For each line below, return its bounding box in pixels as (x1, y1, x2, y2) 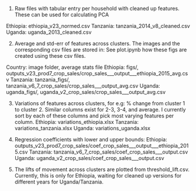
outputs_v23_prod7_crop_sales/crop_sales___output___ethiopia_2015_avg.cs (6, 70, 188, 77)
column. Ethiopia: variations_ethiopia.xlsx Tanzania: (14, 119, 139, 125)
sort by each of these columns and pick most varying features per (14, 112, 174, 119)
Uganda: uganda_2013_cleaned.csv (6, 29, 92, 36)
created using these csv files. (14, 53, 86, 59)
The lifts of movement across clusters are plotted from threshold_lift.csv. (14, 166, 190, 173)
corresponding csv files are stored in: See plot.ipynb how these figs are (14, 46, 187, 53)
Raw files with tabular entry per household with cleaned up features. (14, 5, 180, 12)
